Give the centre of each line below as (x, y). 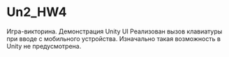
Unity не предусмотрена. (44, 46)
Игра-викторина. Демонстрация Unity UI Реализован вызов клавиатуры (114, 31)
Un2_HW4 (37, 12)
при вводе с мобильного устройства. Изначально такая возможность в (114, 38)
